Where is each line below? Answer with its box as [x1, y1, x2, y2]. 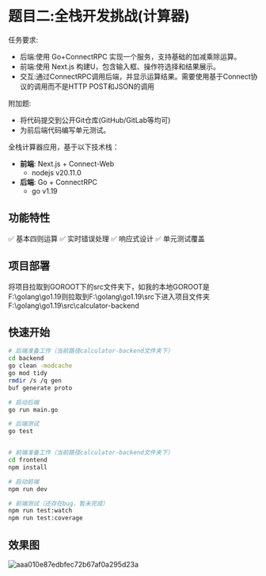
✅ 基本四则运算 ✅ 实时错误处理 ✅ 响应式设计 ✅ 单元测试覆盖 [8, 233, 205, 243]
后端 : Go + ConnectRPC [19, 177, 97, 186]
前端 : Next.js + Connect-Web [19, 159, 115, 168]
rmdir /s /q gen [8, 376, 62, 385]
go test [8, 428, 34, 436]
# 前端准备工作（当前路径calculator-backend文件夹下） [8, 449, 174, 457]
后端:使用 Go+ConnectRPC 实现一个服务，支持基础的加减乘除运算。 [19, 52, 241, 61]
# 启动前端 [8, 478, 40, 486]
